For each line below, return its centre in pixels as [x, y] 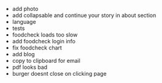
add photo [25, 9]
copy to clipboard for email [46, 61]
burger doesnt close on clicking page [59, 74]
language [24, 22]
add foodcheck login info [44, 41]
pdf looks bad [30, 67]
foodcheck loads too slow [45, 35]
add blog [23, 54]
